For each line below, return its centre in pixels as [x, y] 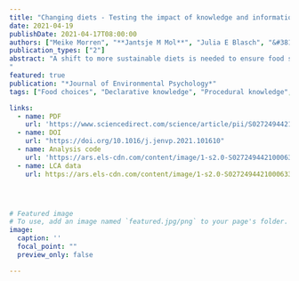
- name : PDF [40, 116]
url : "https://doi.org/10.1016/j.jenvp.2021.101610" [125, 141]
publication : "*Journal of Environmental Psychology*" [113, 84]
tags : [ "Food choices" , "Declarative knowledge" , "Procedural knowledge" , [151, 92]
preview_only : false [55, 254]
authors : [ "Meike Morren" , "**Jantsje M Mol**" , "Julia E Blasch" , [137, 42]
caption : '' [40, 238]
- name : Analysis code [59, 149]
